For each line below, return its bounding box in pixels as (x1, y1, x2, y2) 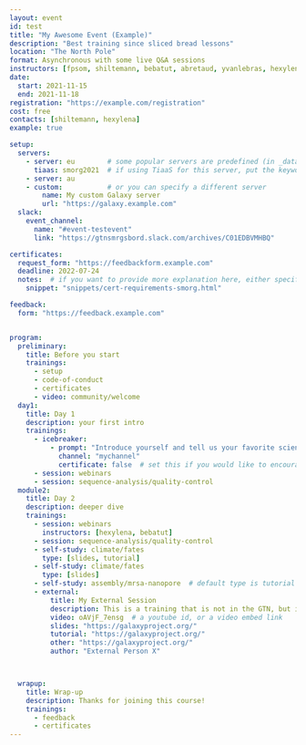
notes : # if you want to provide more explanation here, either (17, 275, 271, 285)
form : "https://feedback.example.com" (17, 308, 166, 317)
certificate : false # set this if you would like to (57, 460, 267, 470)
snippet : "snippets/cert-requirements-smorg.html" (25, 284, 222, 293)
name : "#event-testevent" (33, 224, 132, 233)
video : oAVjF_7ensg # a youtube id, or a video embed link (49, 613, 283, 622)
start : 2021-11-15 (17, 81, 88, 90)
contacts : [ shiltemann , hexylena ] (9, 115, 141, 124)
